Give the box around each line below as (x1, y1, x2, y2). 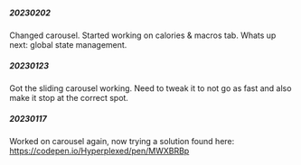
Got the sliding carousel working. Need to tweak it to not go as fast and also (9, 82, 292, 94)
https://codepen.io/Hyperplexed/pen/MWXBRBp (9, 145, 190, 156)
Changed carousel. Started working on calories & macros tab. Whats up (9, 30, 277, 41)
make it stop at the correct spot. (9, 92, 129, 103)
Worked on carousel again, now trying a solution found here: (9, 135, 235, 146)
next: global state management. (9, 39, 127, 50)
